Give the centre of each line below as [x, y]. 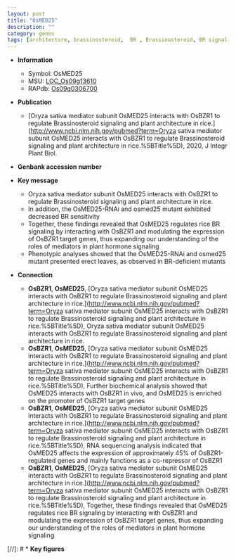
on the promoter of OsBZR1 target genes [86, 401]
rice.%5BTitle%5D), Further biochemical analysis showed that [117, 386]
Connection [35, 275]
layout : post [26, 14]
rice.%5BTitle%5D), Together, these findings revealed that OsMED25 [127, 505]
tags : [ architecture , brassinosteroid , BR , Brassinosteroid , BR [106, 40]
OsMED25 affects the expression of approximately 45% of [112, 453]
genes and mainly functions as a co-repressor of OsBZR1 [140, 461]
